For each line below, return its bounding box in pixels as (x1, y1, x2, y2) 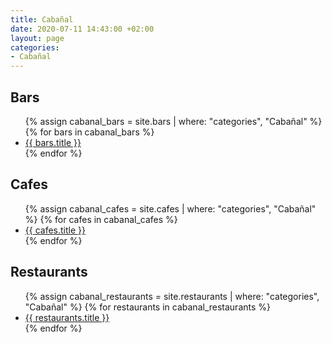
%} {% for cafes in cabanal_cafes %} (24, 213, 178, 225)
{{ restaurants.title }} (24, 311, 110, 323)
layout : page (10, 33, 65, 43)
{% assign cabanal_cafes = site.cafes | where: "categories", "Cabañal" (24, 202, 317, 215)
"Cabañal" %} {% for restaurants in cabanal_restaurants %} (24, 301, 272, 313)
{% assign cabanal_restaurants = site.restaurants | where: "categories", (24, 290, 320, 302)
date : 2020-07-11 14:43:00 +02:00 (10, 24, 155, 34)
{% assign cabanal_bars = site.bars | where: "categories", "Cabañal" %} (24, 115, 323, 127)
